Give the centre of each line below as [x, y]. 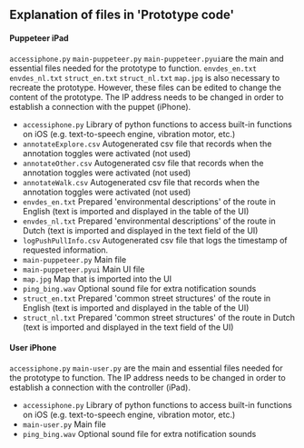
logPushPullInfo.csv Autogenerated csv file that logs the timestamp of [155, 240]
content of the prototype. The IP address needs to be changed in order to [147, 97]
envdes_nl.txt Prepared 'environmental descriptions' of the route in [149, 221]
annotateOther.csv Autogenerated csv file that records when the [143, 163]
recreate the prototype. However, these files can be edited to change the [145, 87]
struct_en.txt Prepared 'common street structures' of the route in [147, 298]
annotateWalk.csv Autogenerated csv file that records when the [141, 182]
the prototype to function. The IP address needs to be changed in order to [147, 377]
